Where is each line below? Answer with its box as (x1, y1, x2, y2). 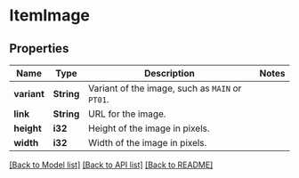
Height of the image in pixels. (88, 122, 211, 134)
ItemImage (9, 5, 91, 26)
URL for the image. (88, 108, 166, 120)
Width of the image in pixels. (88, 137, 207, 149)
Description (143, 68, 196, 79)
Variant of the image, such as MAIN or (88, 82, 242, 94)
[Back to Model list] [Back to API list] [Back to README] (9, 159, 214, 170)
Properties (9, 41, 69, 56)
